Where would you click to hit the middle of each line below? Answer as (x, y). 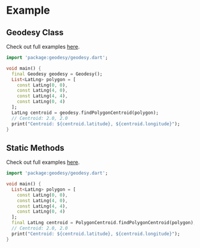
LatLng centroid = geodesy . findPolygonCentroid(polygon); (85, 113)
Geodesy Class (35, 32)
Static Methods (35, 148)
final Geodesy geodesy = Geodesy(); (57, 74)
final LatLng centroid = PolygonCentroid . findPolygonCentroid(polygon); (104, 223)
